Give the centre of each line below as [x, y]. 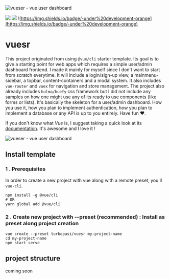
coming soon [19, 271]
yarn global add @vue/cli [33, 204]
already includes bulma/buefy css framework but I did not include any [78, 91]
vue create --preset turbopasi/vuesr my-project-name [64, 234]
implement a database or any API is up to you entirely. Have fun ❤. [76, 113]
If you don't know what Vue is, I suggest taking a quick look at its [74, 123]
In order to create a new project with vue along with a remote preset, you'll [84, 180]
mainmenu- [147, 75]
